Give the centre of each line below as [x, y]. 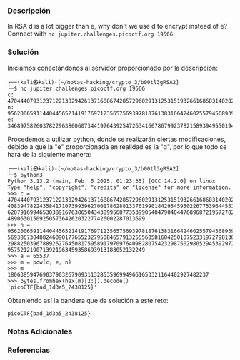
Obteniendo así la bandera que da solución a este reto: [88, 300]
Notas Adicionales [40, 331]
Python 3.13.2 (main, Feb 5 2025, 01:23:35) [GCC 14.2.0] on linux [111, 181]
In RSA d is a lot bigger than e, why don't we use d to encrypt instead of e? [117, 26]
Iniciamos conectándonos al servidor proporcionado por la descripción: [112, 68]
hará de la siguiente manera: [49, 154]
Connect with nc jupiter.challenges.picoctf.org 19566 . [91, 34]
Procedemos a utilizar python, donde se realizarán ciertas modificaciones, [117, 139]
